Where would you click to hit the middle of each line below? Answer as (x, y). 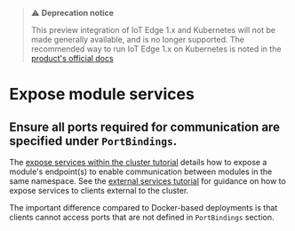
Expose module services (102, 95)
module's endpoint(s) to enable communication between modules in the (141, 171)
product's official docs (72, 58)
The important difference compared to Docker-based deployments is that (144, 207)
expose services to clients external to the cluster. (99, 191)
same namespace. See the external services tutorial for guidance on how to (147, 181)
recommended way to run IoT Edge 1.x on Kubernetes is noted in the (156, 49)
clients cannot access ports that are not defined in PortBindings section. (142, 217)
